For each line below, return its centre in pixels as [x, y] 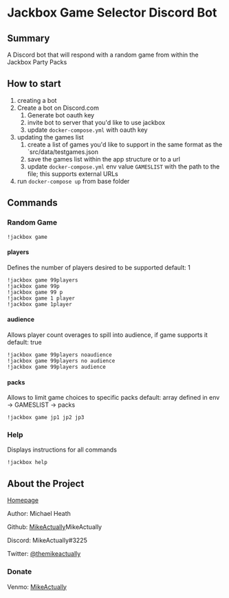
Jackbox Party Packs [37, 62]
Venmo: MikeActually [37, 587]
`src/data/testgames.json [63, 152]
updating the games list [50, 137]
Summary [29, 38]
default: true [25, 342]
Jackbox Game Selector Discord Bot [112, 13]
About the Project [46, 484]
